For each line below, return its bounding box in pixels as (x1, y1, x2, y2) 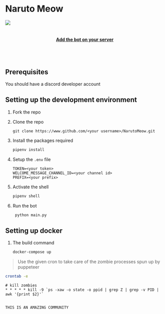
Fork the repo (12, 109, 41, 115)
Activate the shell (12, 184, 49, 190)
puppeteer (17, 264, 39, 270)
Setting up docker (5, 226, 63, 235)
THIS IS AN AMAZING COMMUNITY (5, 305, 69, 310)
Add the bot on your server (56, 36, 114, 42)
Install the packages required (12, 137, 73, 143)
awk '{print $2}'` (5, 291, 44, 297)
